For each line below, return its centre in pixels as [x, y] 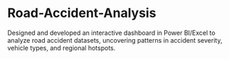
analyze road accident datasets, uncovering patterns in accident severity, [115, 40]
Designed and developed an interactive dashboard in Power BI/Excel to [111, 33]
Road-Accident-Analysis [82, 13]
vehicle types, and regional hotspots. [62, 48]
